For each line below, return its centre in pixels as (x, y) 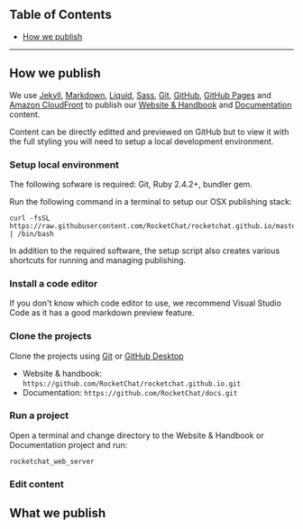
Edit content (37, 484)
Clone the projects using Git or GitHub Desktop (96, 356)
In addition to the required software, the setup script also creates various (145, 251)
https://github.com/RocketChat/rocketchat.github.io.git (132, 383)
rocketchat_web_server (52, 461)
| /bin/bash (32, 233)
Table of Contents (61, 15)
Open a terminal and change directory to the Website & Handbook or (137, 435)
